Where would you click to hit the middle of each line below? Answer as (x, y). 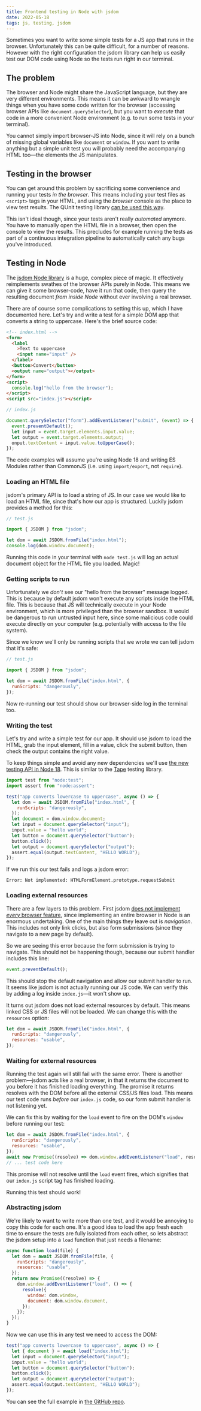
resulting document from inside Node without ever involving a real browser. (99, 297)
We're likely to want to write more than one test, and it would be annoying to (100, 1220)
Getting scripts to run (38, 579)
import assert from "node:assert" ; (51, 786)
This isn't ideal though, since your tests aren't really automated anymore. (96, 219)
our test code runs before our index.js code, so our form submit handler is (99, 1099)
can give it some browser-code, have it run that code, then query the (91, 290)
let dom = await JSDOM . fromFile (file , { (63, 1256)
